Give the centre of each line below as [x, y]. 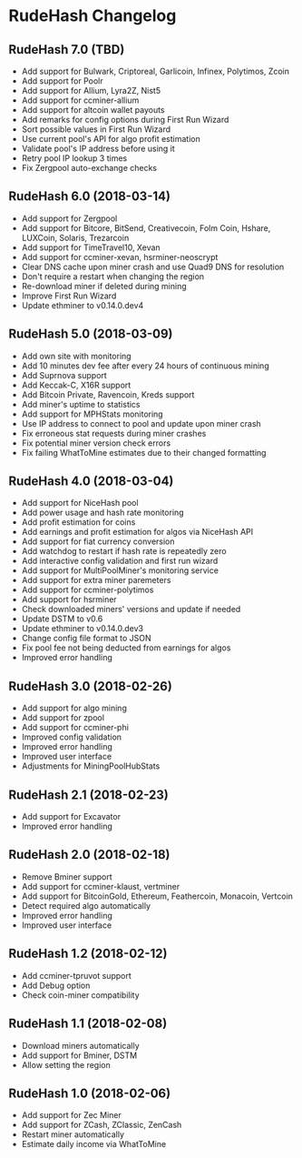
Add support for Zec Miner [71, 1115]
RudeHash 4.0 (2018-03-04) [91, 482]
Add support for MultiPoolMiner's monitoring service [120, 570]
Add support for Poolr [62, 81]
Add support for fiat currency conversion [98, 541]
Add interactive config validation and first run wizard [120, 561]
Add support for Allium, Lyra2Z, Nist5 [91, 91]
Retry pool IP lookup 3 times [74, 158]
